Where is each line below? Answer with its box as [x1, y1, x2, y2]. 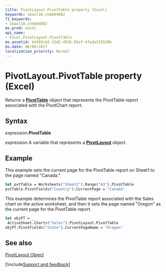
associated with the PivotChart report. [5, 102, 83, 108]
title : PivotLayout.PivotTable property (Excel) [5, 7, 108, 12]
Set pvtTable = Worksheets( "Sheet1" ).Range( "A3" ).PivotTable [5, 182, 134, 187]
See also [5, 239, 32, 247]
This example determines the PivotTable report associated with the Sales [5, 196, 154, 202]
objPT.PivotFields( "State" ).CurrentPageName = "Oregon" [5, 225, 123, 230]
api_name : [5, 30, 26, 35]
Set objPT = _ [5, 215, 35, 221]
